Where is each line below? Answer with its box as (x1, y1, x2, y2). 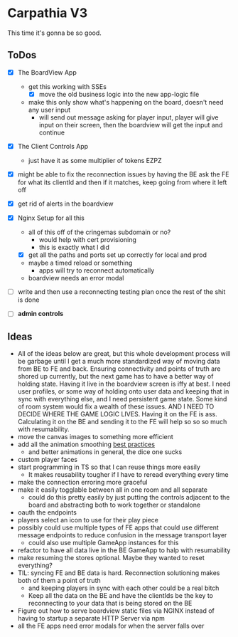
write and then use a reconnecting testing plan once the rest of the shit (17, 288, 226, 296)
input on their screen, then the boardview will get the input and (38, 120, 223, 129)
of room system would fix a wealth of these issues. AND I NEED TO (17, 402, 215, 411)
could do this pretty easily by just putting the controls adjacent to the (28, 493, 230, 502)
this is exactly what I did (38, 243, 110, 252)
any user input (28, 105, 71, 114)
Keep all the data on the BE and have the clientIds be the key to (28, 591, 213, 600)
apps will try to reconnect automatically (38, 266, 155, 275)
